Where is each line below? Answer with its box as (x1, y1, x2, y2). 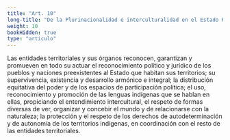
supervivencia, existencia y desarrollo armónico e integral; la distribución (7, 76, 214, 84)
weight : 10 (7, 23, 38, 29)
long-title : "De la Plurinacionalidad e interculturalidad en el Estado (7, 16, 219, 23)
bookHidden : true (7, 29, 57, 36)
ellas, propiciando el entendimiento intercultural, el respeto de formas (7, 98, 203, 106)
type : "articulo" (7, 36, 57, 42)
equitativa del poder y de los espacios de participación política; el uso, (7, 83, 207, 92)
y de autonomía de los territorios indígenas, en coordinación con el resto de (7, 120, 220, 128)
